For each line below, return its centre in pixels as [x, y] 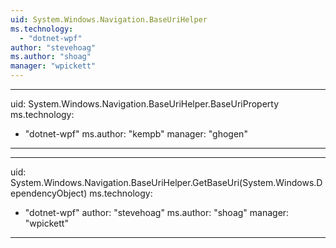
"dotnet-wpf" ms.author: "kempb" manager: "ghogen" [136, 134]
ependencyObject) [49, 193]
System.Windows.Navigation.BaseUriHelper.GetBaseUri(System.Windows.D [166, 182]
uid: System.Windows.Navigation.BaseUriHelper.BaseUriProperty [145, 104]
